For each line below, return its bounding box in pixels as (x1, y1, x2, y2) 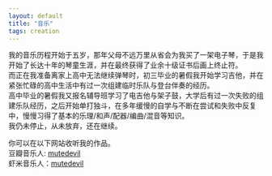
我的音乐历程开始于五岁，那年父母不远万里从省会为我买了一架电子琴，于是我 (8, 50, 264, 60)
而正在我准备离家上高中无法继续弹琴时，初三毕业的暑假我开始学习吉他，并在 (8, 71, 264, 80)
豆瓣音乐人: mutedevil (8, 148, 81, 158)
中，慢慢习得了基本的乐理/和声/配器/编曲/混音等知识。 (8, 111, 189, 121)
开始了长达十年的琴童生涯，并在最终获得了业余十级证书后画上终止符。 (8, 60, 243, 70)
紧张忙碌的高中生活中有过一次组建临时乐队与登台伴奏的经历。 (8, 80, 215, 90)
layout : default (8, 11, 63, 20)
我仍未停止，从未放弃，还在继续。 (8, 121, 122, 131)
